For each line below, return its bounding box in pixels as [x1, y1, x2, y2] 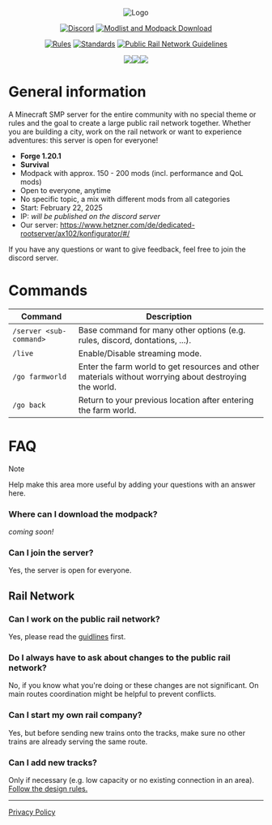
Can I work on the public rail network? [8, 613, 160, 625]
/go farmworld [12, 372, 67, 381]
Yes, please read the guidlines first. [8, 632, 126, 642]
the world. [78, 381, 117, 393]
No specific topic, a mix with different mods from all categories [19, 194, 231, 204]
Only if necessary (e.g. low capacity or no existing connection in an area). [8, 775, 255, 784]
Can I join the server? [8, 548, 94, 559]
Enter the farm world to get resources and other [78, 361, 260, 372]
